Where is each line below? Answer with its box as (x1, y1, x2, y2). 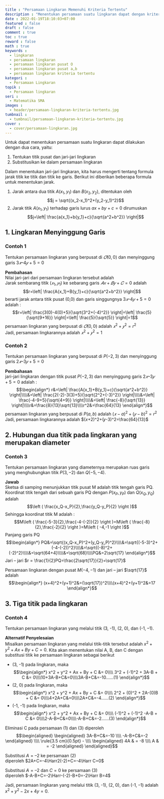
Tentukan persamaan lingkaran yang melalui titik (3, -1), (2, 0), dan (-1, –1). (5, 625, 154, 631)
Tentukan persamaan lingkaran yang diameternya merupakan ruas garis (5, 464, 150, 470)
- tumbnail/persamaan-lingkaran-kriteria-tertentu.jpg (9, 116, 123, 122)
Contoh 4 (5, 614, 28, 621)
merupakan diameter (5, 439, 70, 447)
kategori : (5, 76, 27, 80)
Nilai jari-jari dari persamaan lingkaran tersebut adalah (5, 274, 114, 280)
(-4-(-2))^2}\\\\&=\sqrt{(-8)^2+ (51, 545, 113, 551)
